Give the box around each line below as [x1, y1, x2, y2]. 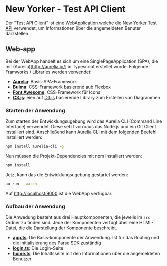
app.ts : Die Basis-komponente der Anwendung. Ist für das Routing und [12, 234, 159, 240]
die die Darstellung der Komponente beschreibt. [18, 225, 117, 231]
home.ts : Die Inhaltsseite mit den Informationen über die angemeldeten [12, 250, 160, 256]
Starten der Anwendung [5, 107, 65, 114]
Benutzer [12, 256, 32, 262]
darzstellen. [5, 30, 30, 36]
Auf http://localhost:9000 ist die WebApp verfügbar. [5, 190, 113, 196]
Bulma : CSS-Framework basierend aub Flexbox [12, 84, 111, 90]
